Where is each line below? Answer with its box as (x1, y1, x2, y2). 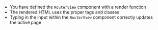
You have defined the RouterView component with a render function (9, 4, 146, 10)
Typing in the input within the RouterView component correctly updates (9, 15, 153, 20)
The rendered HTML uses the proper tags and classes (9, 9, 119, 15)
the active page (9, 19, 42, 25)
